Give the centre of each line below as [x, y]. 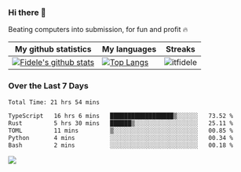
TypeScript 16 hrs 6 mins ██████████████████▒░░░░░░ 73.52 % [121, 116]
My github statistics [53, 49]
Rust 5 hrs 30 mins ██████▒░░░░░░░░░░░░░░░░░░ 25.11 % [121, 124]
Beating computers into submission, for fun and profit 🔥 [98, 30]
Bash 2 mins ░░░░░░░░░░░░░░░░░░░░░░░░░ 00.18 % [121, 145]
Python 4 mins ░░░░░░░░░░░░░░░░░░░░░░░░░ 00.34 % [121, 138]
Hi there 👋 [27, 13]
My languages [129, 49]
